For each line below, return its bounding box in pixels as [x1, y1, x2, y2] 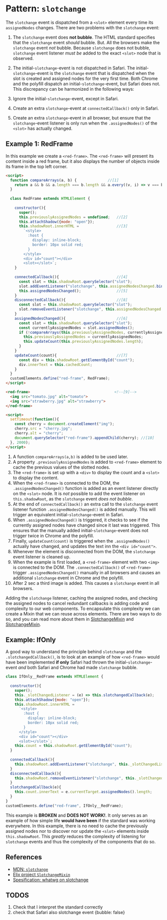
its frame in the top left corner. [5, 163, 68, 169]
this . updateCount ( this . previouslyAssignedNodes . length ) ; [23, 339, 143, 344]
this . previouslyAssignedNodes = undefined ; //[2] [18, 214, 128, 220]
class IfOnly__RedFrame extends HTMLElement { [5, 674, 104, 679]
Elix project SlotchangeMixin [12, 871, 71, 877]
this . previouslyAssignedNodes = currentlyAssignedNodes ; [23, 334, 143, 340]
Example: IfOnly [5, 635, 56, 644]
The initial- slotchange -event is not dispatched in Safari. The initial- [12, 65, 149, 71]
